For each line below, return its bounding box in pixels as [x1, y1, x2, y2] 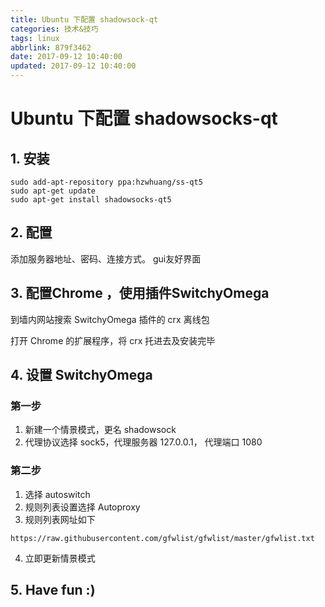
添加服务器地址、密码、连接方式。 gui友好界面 [10, 252, 202, 265]
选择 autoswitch [24, 488, 91, 500]
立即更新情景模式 [24, 552, 96, 564]
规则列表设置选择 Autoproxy [24, 501, 141, 513]
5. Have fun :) [10, 582, 96, 598]
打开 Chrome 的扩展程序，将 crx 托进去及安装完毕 [10, 334, 216, 346]
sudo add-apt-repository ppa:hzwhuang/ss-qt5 [10, 177, 203, 187]
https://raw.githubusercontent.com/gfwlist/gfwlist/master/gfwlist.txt [10, 533, 315, 543]
